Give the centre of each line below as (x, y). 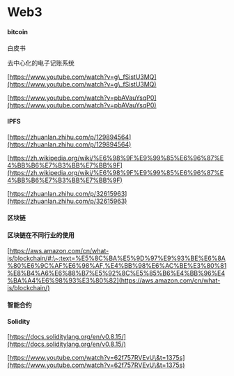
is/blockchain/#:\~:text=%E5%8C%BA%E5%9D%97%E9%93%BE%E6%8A (117, 258)
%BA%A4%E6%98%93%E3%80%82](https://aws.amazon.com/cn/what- (114, 280)
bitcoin (17, 31)
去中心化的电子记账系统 (41, 63)
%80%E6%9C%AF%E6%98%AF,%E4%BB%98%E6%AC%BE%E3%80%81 (117, 266)
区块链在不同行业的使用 (41, 235)
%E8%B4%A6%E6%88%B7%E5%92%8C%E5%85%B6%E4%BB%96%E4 (116, 273)
